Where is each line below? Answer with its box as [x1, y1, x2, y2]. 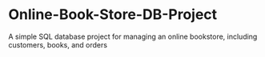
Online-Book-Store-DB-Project [8, 6, 218, 24]
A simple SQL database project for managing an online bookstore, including [8, 32, 258, 41]
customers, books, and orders [8, 40, 108, 49]
